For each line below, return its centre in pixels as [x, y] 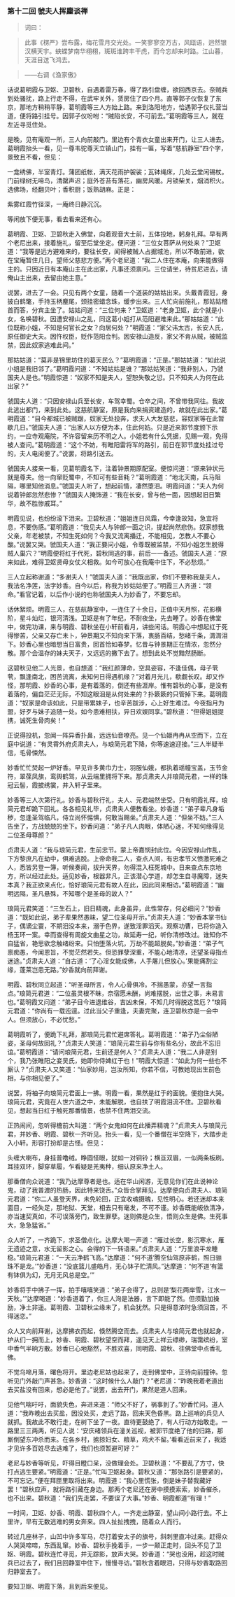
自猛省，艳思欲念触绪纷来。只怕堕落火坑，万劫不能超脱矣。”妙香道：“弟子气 [116, 943]
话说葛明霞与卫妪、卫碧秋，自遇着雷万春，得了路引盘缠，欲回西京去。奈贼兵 [117, 90]
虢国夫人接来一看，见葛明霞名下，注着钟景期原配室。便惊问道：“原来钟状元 [116, 469]
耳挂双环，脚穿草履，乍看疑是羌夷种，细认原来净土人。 [87, 1167]
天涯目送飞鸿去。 [49, 60]
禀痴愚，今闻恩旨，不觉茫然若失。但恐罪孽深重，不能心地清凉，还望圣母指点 [117, 952]
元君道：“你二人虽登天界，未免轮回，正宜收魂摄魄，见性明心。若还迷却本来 [116, 1199]
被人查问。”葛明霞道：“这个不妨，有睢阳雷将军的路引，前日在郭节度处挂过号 [116, 445]
